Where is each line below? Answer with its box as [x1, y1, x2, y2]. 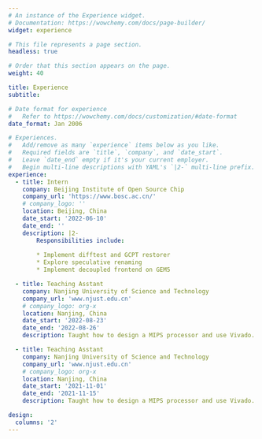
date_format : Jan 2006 [8, 120, 83, 128]
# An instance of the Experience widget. [8, 11, 146, 20]
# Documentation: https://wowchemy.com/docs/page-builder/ [8, 19, 206, 27]
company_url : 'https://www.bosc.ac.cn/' [22, 192, 157, 201]
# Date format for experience [8, 105, 108, 113]
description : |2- [22, 229, 79, 237]
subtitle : [8, 91, 41, 99]
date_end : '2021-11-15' [22, 389, 101, 398]
